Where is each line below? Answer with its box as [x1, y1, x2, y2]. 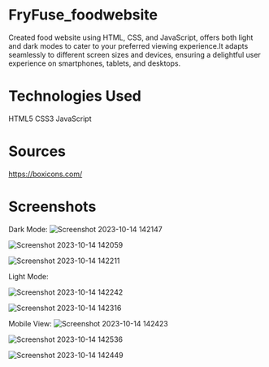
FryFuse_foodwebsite [8, 6, 158, 24]
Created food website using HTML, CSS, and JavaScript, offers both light [8, 32, 254, 42]
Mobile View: [8, 318, 52, 328]
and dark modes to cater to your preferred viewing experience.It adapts [8, 41, 249, 50]
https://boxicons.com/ [8, 169, 83, 179]
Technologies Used [8, 87, 142, 106]
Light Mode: [8, 271, 49, 281]
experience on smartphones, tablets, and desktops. [8, 58, 181, 68]
